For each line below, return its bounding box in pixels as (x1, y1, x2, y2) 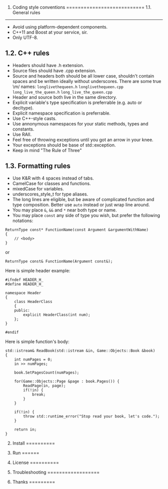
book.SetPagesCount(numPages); (14, 370, 79, 375)
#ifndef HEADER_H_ (5, 277, 43, 282)
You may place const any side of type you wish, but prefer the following (12, 212, 160, 218)
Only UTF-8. (12, 34, 38, 40)
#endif (5, 329, 19, 334)
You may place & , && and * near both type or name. (12, 207, 117, 213)
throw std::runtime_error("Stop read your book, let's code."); (23, 413, 160, 419)
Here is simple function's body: (5, 338, 69, 344)
